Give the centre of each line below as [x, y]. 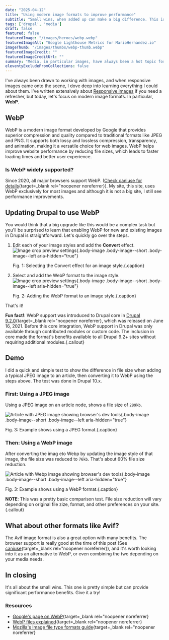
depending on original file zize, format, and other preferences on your [77, 504]
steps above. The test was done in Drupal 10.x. [54, 380]
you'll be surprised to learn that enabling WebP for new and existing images [84, 230]
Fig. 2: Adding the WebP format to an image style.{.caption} [74, 296]
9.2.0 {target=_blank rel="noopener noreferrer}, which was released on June [84, 321]
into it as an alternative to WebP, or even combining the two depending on [82, 554]
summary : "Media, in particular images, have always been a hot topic [81, 61]
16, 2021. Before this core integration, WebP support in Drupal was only [79, 326]
